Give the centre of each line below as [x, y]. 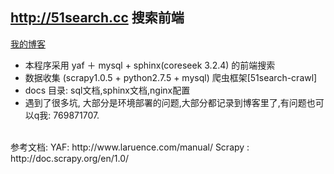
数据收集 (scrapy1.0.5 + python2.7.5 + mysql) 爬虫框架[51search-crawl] [171, 77]
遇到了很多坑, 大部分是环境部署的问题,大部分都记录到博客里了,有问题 [165, 102]
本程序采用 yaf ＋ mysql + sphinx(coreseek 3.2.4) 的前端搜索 [150, 65]
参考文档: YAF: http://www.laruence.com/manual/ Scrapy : [130, 147]
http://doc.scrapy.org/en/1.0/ [70, 158]
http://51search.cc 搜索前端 [97, 18]
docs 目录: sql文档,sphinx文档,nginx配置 [107, 90]
